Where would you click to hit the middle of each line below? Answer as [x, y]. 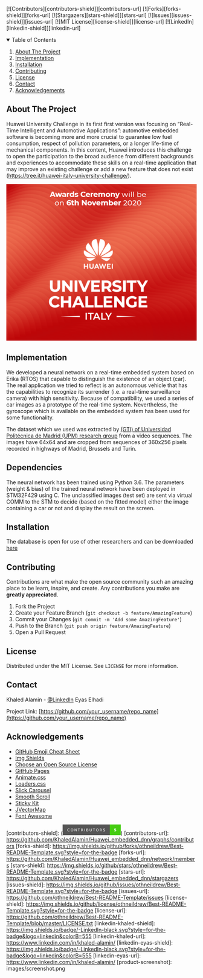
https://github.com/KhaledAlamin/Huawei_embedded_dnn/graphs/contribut [100, 839]
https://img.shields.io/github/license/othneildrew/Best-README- [106, 904]
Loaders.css [31, 784]
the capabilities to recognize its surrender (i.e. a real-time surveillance [93, 391]
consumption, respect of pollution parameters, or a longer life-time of [93, 143]
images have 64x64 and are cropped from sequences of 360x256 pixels [97, 442]
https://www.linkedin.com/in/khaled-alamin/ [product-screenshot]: [89, 962]
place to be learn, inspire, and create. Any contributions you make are [93, 588]
